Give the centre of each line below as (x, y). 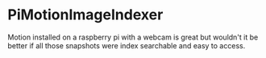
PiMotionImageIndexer (85, 15)
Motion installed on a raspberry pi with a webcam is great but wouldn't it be (133, 37)
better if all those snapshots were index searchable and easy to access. (127, 45)
